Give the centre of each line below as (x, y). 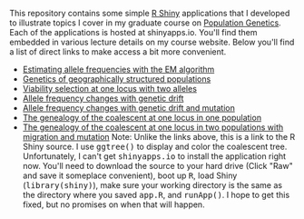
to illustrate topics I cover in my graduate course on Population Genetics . (145, 23)
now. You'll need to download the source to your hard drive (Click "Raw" (157, 166)
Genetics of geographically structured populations (117, 79)
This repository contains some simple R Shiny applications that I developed (150, 13)
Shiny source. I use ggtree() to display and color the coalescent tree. (155, 146)
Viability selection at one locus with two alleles (110, 89)
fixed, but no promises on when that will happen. (114, 204)
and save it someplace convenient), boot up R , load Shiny (130, 175)
